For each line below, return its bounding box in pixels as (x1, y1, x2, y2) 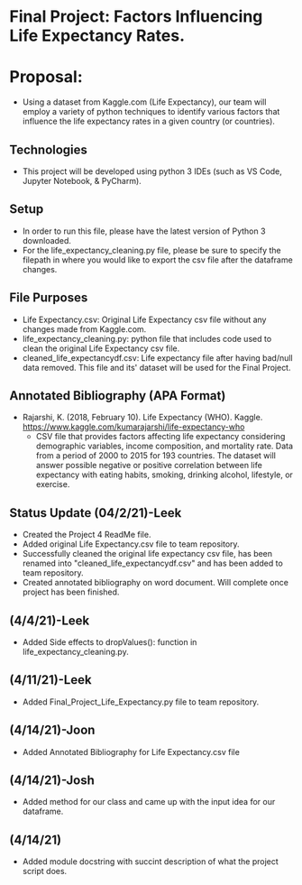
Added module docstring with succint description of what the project (22, 856, 279, 867)
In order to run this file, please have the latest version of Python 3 (22, 226, 266, 236)
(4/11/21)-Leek (9, 672, 92, 687)
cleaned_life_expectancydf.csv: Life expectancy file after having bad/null (22, 352, 293, 363)
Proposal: (9, 67, 83, 88)
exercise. (35, 479, 70, 490)
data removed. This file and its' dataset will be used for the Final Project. (22, 362, 291, 373)
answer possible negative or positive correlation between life (35, 460, 263, 471)
